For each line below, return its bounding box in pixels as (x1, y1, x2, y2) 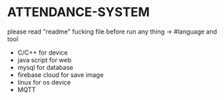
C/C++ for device (17, 48, 69, 57)
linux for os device (17, 78, 71, 86)
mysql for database (17, 63, 73, 71)
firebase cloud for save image (17, 71, 104, 79)
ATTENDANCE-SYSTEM (7, 4, 150, 20)
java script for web (17, 55, 72, 64)
